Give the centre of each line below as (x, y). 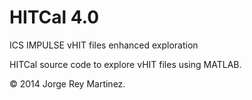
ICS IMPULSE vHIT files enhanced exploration (104, 45)
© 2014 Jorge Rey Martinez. (67, 83)
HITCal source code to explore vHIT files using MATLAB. (125, 64)
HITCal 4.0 (54, 17)
